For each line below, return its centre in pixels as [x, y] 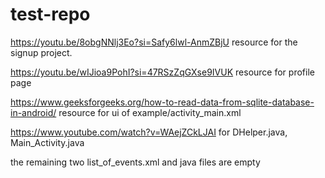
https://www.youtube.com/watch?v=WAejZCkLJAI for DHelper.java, [149, 132]
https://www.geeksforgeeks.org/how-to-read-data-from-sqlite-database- [162, 102]
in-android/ [33, 112]
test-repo [50, 14]
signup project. [41, 52]
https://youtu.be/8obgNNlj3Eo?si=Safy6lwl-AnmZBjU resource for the [154, 42]
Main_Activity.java [47, 142]
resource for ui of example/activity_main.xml [150, 112]
